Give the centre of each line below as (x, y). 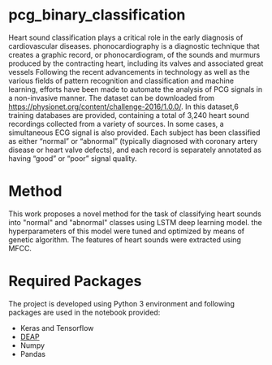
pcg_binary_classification (97, 15)
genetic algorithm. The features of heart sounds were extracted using (125, 239)
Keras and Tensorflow (57, 328)
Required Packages (75, 281)
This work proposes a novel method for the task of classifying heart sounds (135, 214)
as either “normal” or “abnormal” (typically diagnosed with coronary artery (133, 141)
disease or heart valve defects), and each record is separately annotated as (135, 150)
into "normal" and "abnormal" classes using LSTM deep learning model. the (135, 222)
